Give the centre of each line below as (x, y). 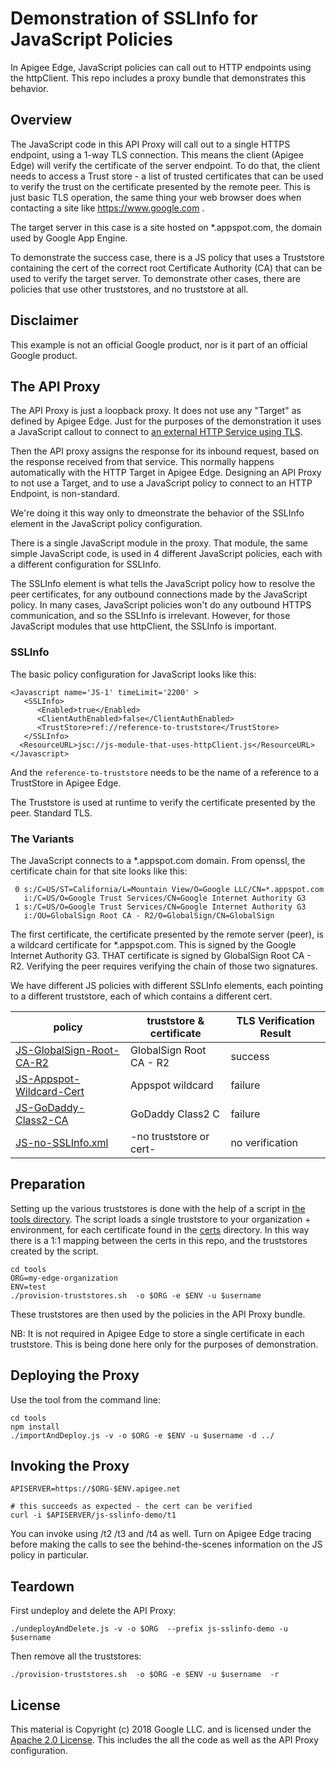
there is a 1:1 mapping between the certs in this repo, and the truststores (159, 1240)
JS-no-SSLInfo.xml (62, 1142)
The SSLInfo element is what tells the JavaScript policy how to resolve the (163, 584)
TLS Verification (275, 1020)
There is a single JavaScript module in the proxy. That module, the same (159, 543)
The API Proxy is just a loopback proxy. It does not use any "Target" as (156, 411)
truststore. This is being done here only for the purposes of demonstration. (164, 1344)
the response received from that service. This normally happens (142, 462)
